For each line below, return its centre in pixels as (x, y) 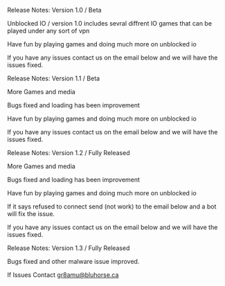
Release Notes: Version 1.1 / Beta (54, 78)
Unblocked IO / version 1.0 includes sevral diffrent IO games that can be (110, 23)
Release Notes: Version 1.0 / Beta (54, 10)
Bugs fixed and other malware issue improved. (73, 261)
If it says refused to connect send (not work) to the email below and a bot (112, 206)
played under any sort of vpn (48, 31)
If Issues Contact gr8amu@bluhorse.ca (63, 275)
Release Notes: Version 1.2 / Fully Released (69, 153)
